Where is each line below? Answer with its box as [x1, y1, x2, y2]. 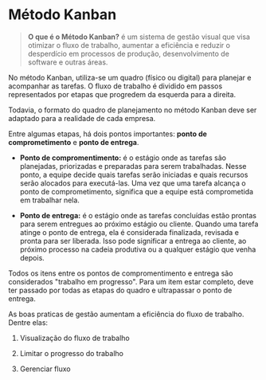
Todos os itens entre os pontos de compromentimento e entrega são [8, 268, 233, 278]
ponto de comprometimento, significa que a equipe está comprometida [19, 186, 253, 196]
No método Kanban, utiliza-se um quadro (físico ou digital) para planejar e [8, 72, 252, 82]
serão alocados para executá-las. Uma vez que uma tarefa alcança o [19, 178, 246, 188]
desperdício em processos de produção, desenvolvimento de [27, 49, 229, 58]
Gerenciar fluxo [19, 364, 71, 374]
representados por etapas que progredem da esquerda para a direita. [8, 89, 237, 99]
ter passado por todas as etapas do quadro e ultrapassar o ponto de [8, 285, 233, 295]
